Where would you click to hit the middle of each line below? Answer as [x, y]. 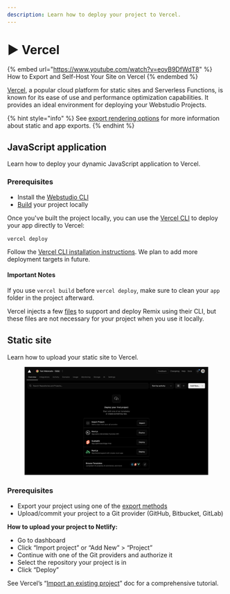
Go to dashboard [41, 540]
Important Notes [32, 275]
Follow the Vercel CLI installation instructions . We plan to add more [103, 252]
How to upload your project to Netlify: [62, 527]
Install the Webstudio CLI [53, 197]
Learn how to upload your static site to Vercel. [73, 357]
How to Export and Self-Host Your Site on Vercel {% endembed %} [103, 76]
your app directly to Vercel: [46, 225]
